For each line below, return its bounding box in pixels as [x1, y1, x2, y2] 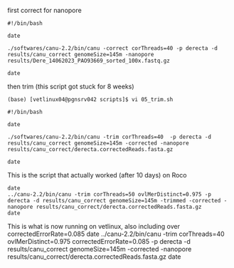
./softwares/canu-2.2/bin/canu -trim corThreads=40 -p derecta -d [7, 133, 212, 140]
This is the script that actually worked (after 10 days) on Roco [7, 171, 187, 179]
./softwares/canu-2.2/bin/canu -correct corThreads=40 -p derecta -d [7, 45, 218, 52]
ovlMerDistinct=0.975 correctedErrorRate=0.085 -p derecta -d [7, 237, 191, 245]
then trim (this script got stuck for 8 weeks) [7, 82, 134, 91]
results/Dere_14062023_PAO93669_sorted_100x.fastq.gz [7, 57, 171, 64]
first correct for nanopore [7, 6, 82, 14]
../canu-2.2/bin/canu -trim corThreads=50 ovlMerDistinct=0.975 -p [7, 191, 212, 198]
